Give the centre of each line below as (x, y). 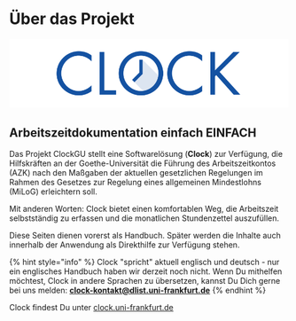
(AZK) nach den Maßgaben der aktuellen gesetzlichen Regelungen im (136, 173)
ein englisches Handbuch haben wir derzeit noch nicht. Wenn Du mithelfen (146, 271)
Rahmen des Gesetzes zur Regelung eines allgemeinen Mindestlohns (135, 183)
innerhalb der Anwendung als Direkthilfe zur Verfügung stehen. (125, 245)
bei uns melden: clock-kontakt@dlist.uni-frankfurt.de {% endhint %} (138, 290)
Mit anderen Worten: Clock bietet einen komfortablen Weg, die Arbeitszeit (144, 209)
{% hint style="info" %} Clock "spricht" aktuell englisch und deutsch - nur (144, 262)
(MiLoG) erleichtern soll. (53, 192)
